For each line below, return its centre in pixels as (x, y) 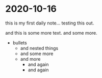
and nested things (39, 48)
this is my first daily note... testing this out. (50, 23)
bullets (20, 43)
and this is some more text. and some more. (52, 33)
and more (30, 59)
